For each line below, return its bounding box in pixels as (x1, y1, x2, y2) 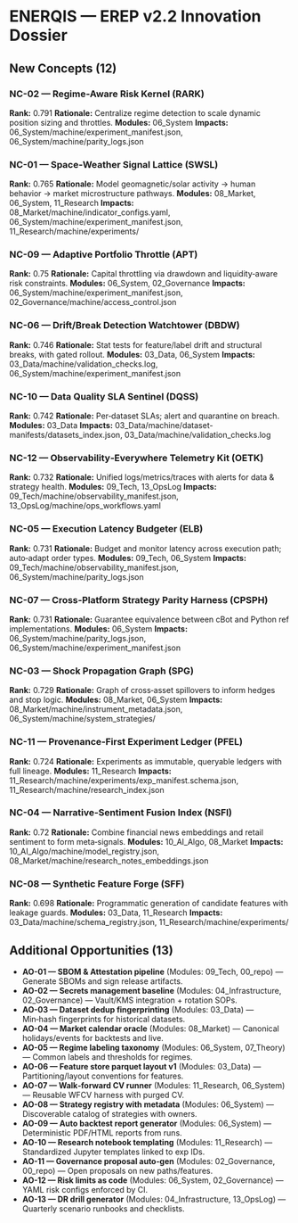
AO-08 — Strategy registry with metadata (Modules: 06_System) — (21, 1099, 274, 1110)
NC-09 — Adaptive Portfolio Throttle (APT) (9, 248, 198, 260)
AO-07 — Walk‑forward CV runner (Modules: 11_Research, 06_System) (21, 1079, 286, 1090)
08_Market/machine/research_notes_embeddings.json (9, 855, 209, 866)
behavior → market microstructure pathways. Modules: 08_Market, (9, 188, 256, 199)
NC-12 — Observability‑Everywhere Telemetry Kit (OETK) (9, 451, 264, 464)
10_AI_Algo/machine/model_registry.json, (9, 846, 160, 856)
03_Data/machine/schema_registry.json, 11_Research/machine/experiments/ (9, 917, 289, 928)
